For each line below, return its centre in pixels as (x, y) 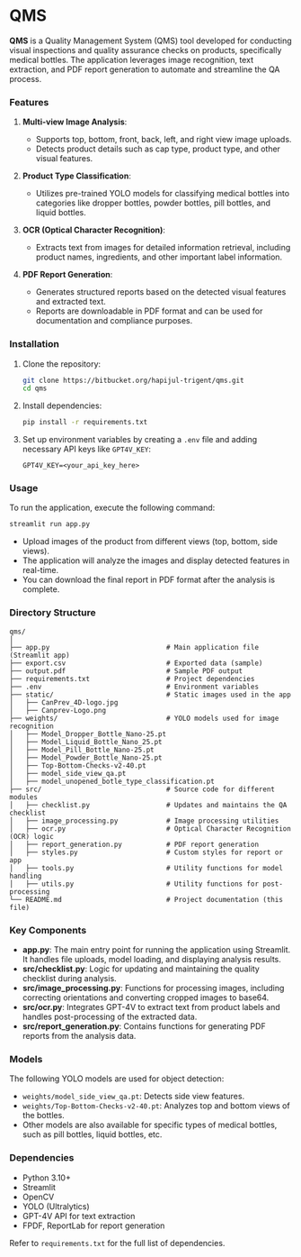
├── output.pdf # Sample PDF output (126, 671)
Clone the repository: (62, 364)
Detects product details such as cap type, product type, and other (158, 149)
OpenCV (38, 1197)
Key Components (48, 930)
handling (26, 876)
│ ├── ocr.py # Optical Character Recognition (150, 829)
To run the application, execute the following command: (112, 508)
